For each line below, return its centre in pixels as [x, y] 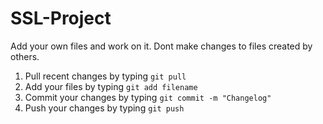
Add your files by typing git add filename [111, 86]
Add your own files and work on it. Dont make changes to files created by [161, 46]
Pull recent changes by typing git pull [105, 76]
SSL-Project [61, 18]
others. [25, 56]
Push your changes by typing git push [104, 108]
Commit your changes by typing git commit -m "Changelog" [148, 97]
